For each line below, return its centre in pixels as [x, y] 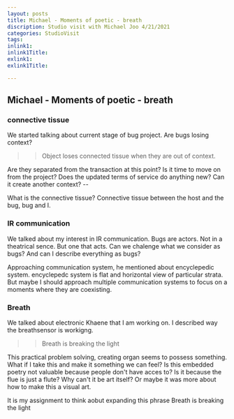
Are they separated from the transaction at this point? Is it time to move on [114, 170]
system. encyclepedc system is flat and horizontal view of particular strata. [115, 274]
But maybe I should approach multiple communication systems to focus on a [117, 282]
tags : [15, 40]
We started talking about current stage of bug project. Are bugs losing [108, 135]
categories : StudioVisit [43, 33]
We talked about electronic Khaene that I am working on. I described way [112, 323]
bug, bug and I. [29, 205]
